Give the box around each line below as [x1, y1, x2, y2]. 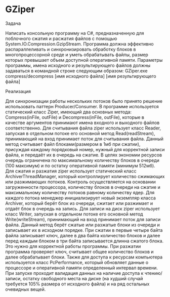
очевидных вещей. [5, 286, 46, 292]
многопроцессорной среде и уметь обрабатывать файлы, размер [5, 52, 148, 58]
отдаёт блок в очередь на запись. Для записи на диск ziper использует [5, 205, 160, 211]
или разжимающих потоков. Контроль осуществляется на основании [5, 179, 156, 185]
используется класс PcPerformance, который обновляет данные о [5, 259, 149, 265]
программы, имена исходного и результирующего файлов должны [5, 62, 151, 68]
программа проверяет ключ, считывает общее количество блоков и [5, 248, 154, 254]
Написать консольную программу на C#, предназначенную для [5, 30, 144, 36]
